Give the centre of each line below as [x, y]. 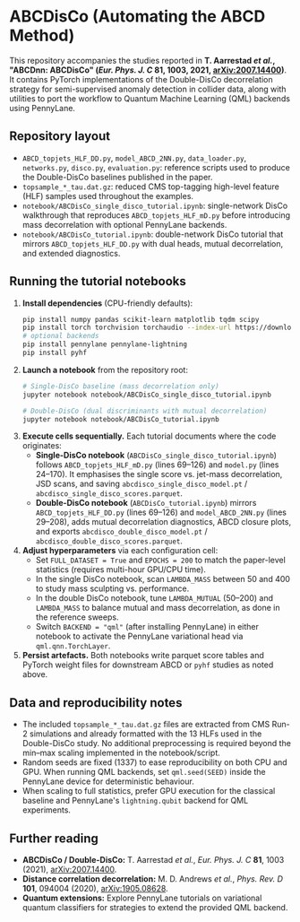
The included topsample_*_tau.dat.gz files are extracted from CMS [146, 725]
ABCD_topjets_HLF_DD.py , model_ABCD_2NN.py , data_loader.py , [134, 158]
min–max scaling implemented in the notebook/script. [121, 753]
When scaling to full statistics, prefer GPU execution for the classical [149, 791]
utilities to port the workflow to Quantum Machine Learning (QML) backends [150, 98]
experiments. [47, 810]
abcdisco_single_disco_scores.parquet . [109, 493]
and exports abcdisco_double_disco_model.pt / [121, 532]
